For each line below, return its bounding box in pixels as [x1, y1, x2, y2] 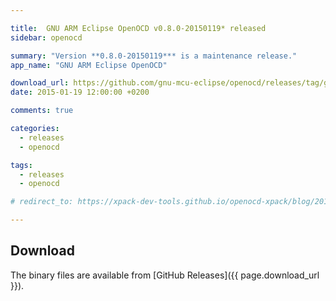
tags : [10, 160, 33, 170]
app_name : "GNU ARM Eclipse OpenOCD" [10, 60, 168, 70]
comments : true [10, 106, 74, 116]
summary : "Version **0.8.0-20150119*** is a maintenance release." [10, 51, 298, 61]
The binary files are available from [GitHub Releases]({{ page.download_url [10, 269, 320, 281]
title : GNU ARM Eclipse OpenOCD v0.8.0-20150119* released [10, 23, 267, 33]
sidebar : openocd [10, 32, 83, 43]
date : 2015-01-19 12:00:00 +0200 [10, 87, 150, 98]
